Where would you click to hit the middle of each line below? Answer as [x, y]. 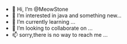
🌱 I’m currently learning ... [44, 22]
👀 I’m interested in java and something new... [67, 15]
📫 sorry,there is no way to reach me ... [60, 35]
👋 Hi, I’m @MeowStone [40, 9]
